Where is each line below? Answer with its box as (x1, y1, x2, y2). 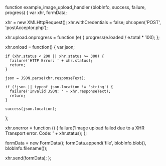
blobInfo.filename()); (5, 145, 48, 151)
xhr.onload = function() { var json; (5, 44, 75, 50)
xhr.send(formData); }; (5, 155, 52, 161)
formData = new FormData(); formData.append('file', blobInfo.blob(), (5, 140, 146, 146)
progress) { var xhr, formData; (5, 10, 67, 16)
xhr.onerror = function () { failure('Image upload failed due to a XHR (5, 125, 144, 131)
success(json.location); (5, 106, 57, 111)
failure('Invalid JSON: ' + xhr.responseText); (10, 89, 111, 94)
